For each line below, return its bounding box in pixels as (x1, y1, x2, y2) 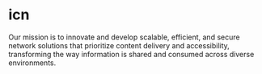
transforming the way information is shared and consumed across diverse (8, 49, 255, 59)
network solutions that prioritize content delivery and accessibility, (8, 40, 230, 50)
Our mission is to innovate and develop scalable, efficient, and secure (8, 32, 240, 42)
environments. (8, 58, 57, 68)
